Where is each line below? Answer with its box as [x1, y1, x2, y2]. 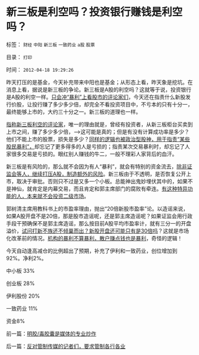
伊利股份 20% [6, 292, 40, 299]
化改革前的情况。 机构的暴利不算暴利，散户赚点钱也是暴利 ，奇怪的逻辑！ [6, 234, 182, 241]
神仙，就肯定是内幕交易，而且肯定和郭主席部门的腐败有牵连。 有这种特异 [11, 185, 188, 192]
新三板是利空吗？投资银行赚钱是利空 [6, 5, 183, 19]
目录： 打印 [6, 53, 33, 60]
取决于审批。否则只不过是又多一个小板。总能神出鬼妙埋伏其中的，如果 [16, 177, 188, 185]
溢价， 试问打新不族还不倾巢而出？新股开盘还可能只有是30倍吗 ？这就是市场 [6, 227, 190, 234]
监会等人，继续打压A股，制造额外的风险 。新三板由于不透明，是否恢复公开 [6, 170, 187, 177]
